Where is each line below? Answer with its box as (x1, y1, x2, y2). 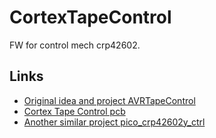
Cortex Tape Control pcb (23, 105, 126, 117)
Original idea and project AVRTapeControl (23, 94, 196, 106)
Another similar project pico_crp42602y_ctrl (23, 116, 206, 128)
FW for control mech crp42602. (9, 39, 141, 51)
